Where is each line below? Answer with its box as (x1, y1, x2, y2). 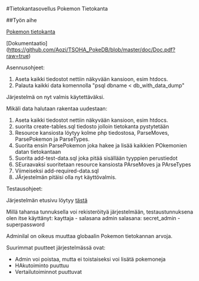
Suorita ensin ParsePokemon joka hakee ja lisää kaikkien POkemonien (14, 142, 187, 149)
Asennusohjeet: (6, 64, 45, 71)
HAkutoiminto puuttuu (14, 262, 69, 269)
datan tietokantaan (14, 149, 62, 155)
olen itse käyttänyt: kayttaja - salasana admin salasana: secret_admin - (6, 215, 180, 221)
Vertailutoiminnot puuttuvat (14, 268, 82, 275)
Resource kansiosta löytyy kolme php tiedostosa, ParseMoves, (14, 129, 169, 136)
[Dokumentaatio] (6, 40, 48, 47)
